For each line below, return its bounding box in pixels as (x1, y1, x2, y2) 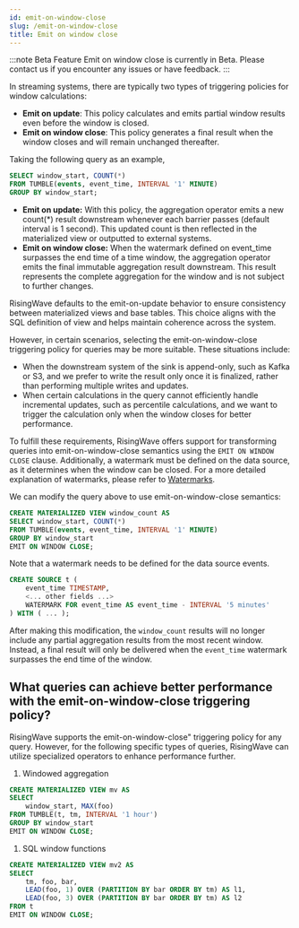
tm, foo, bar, (25, 877, 78, 886)
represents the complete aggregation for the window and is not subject (21, 271, 285, 282)
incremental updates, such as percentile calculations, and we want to (21, 400, 278, 410)
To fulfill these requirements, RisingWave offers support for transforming (9, 436, 278, 447)
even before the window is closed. (21, 117, 149, 128)
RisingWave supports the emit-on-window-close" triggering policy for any (9, 732, 282, 742)
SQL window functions (21, 843, 107, 854)
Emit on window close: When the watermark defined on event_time (21, 243, 272, 253)
